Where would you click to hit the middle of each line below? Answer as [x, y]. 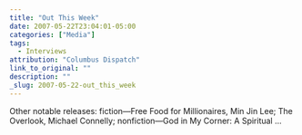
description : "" [40, 77]
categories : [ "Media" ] [52, 34]
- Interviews [42, 52]
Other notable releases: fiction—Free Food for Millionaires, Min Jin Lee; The [151, 111]
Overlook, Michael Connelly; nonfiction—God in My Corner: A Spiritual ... [146, 121]
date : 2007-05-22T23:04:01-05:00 [73, 26]
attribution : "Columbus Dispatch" [75, 60]
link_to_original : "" [50, 69]
